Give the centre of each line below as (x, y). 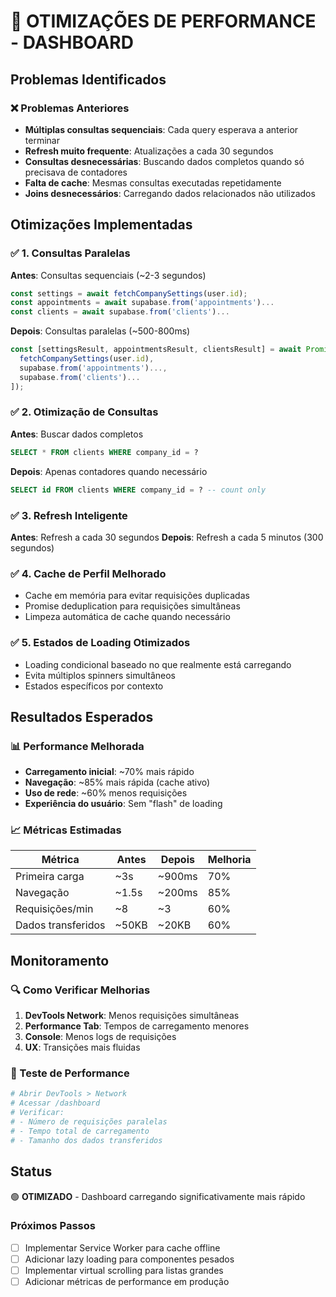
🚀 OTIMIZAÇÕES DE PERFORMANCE (163, 21)
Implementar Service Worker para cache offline (122, 1247)
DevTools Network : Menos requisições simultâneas (132, 1016)
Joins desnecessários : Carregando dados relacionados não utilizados (170, 193)
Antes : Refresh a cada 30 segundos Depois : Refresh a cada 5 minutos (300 (167, 537)
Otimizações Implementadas (101, 225)
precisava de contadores (76, 172)
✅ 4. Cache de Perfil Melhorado (88, 573)
